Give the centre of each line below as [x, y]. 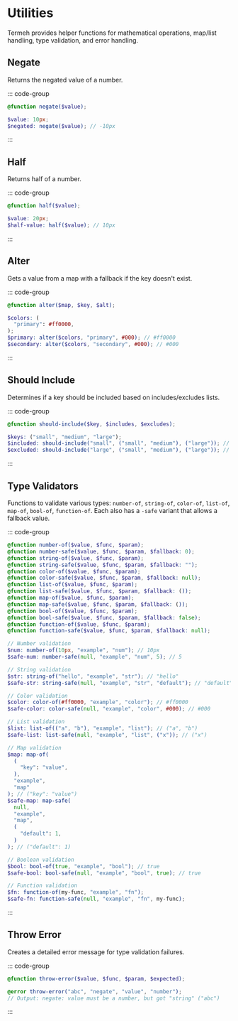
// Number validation [39, 644]
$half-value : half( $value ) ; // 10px [61, 225]
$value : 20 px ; [28, 219]
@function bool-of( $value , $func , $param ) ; [73, 611]
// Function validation [42, 886]
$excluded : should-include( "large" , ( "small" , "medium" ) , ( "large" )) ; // [119, 450]
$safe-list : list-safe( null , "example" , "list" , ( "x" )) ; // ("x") [107, 735]
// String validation [39, 669]
